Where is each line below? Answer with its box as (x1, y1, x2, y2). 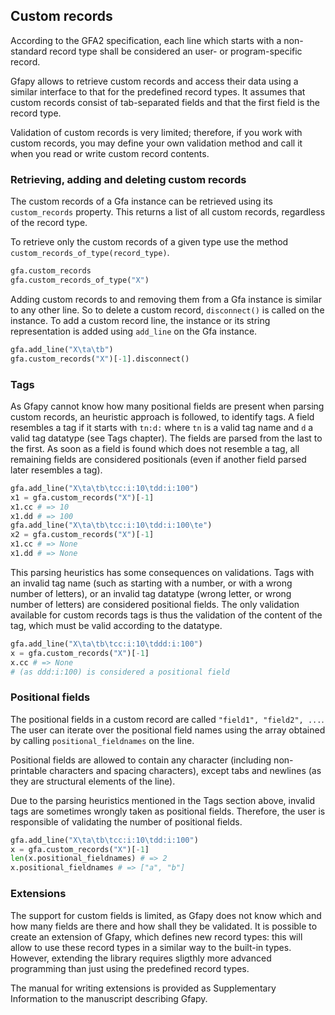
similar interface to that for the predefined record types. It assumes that (10, 85, 306, 98)
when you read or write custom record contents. (10, 147, 210, 159)
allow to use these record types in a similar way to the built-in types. (10, 941, 292, 953)
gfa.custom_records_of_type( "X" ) (10, 275, 150, 285)
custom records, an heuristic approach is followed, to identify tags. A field (10, 410, 315, 423)
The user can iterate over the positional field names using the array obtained (10, 724, 326, 736)
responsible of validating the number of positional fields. (10, 815, 243, 828)
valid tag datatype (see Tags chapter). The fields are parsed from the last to (10, 432, 323, 444)
